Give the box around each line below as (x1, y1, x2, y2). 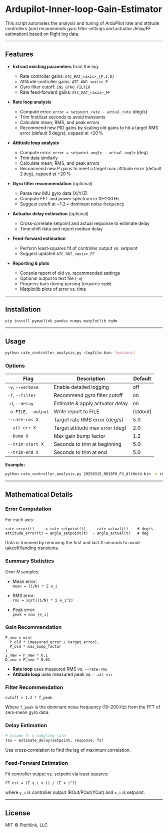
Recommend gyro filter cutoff (53, 392, 123, 399)
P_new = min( (5, 635, 32, 640)
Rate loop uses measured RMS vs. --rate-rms (12, 666, 107, 672)
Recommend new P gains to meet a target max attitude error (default (19, 165, 161, 171)
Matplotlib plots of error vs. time (19, 286, 86, 292)
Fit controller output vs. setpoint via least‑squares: (5, 771, 109, 777)
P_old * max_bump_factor (9, 644, 61, 649)
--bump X (7, 433, 28, 439)
